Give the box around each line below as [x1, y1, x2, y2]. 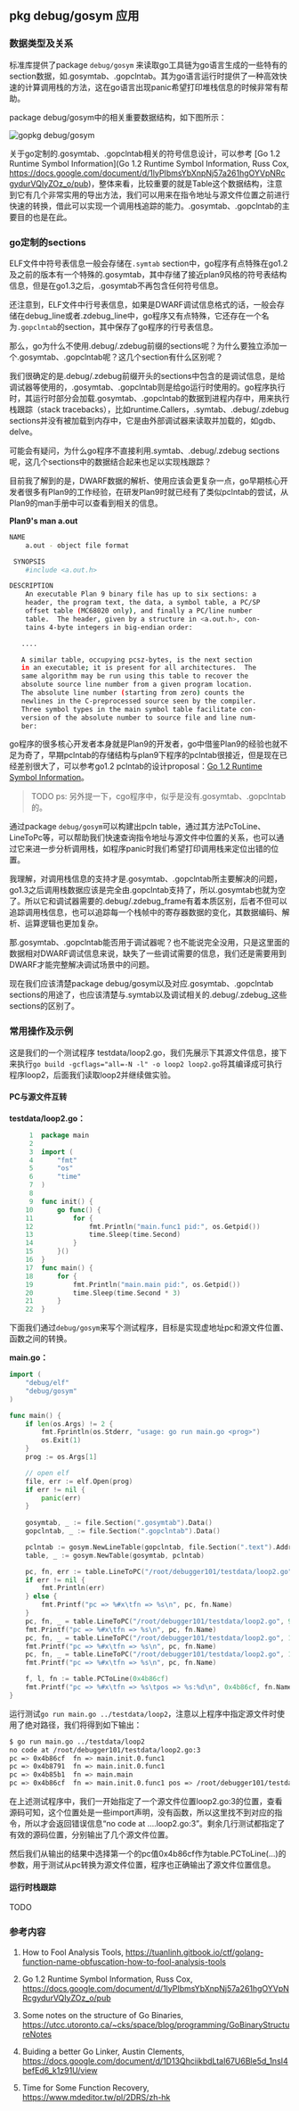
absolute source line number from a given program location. [20, 680, 253, 689]
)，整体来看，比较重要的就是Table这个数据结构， [87, 177, 268, 189]
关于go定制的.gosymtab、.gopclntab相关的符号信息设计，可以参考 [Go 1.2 [9, 148, 281, 159]
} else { [25, 1592, 58, 1601]
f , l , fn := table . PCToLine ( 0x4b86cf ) [25, 1675, 169, 1684]
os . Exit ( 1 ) [41, 1436, 82, 1445]
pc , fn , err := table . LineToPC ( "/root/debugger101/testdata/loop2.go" [25, 1567, 293, 1576]
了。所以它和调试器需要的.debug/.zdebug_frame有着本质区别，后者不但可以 [9, 895, 287, 907]
